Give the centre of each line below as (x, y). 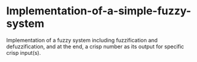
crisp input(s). (23, 52)
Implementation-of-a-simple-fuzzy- (99, 11)
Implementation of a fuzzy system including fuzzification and (82, 40)
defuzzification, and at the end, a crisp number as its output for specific (95, 46)
